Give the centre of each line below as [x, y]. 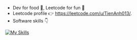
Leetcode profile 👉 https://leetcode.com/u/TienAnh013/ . [72, 13]
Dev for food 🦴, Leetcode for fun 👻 [49, 8]
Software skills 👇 [30, 21]
